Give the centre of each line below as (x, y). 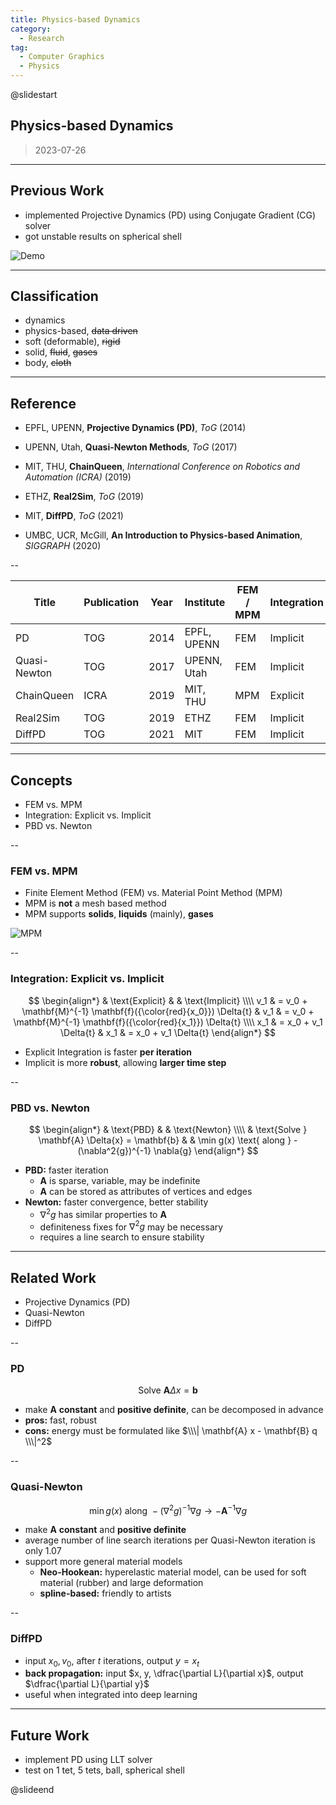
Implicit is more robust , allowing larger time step (125, 1062)
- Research (42, 38)
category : (31, 29)
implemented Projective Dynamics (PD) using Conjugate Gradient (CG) (170, 215)
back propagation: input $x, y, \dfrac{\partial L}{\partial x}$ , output (164, 1673)
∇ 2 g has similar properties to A (103, 1213)
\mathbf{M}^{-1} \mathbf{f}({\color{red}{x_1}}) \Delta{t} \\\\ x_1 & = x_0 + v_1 (168, 1022)
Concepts (41, 780)
